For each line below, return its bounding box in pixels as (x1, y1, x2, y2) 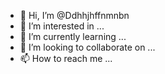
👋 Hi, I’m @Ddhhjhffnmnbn (19, 10, 130, 21)
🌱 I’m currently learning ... (19, 31, 127, 42)
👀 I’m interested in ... (19, 20, 105, 32)
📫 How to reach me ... (19, 53, 113, 64)
